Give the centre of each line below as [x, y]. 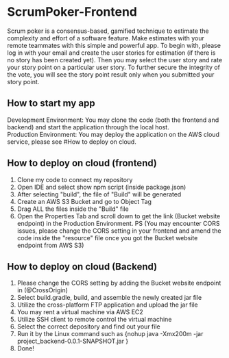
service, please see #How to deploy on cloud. [72, 142]
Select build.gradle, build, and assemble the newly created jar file [109, 298]
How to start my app [51, 103]
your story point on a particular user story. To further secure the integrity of [114, 67]
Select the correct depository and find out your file [88, 327]
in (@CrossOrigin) [43, 290]
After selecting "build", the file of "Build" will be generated [99, 194]
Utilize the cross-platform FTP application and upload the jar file [107, 305]
